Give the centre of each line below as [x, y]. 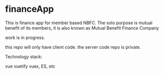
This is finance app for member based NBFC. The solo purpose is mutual [79, 23]
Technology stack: [24, 56]
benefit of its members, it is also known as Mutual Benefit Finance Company [82, 28]
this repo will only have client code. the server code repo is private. [73, 47]
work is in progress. [25, 37]
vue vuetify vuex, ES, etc [30, 66]
